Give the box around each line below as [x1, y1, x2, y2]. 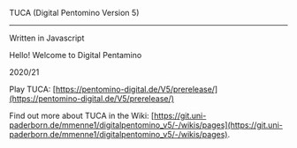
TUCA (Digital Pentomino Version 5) [9, 8, 140, 18]
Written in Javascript [9, 33, 85, 43]
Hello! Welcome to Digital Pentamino [9, 50, 142, 60]
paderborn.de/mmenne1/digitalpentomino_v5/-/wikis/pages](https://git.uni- [9, 120, 283, 130]
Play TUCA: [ [9, 84, 56, 94]
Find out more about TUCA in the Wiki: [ [9, 110, 155, 121]
